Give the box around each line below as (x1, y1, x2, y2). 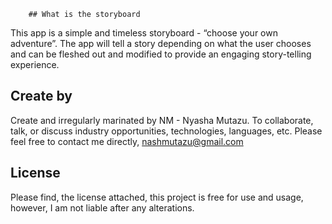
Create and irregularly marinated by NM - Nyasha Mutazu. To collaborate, (10, 114, 314, 126)
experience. (10, 59, 60, 70)
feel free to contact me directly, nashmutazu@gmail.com (10, 135, 244, 147)
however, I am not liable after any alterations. (10, 201, 195, 214)
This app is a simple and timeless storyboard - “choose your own (10, 27, 278, 39)
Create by (10, 88, 73, 105)
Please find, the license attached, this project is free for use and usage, (10, 191, 304, 203)
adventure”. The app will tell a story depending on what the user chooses (10, 38, 312, 49)
